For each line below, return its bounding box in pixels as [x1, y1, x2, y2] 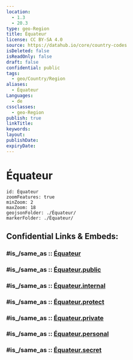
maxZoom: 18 [6, 204, 36, 210]
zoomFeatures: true [6, 194, 55, 200]
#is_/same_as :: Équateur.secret [6, 346, 102, 355]
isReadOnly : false [6, 53, 52, 59]
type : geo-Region [6, 25, 50, 32]
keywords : [6, 126, 31, 132]
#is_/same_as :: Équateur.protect [6, 297, 105, 306]
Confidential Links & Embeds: [6, 231, 119, 241]
